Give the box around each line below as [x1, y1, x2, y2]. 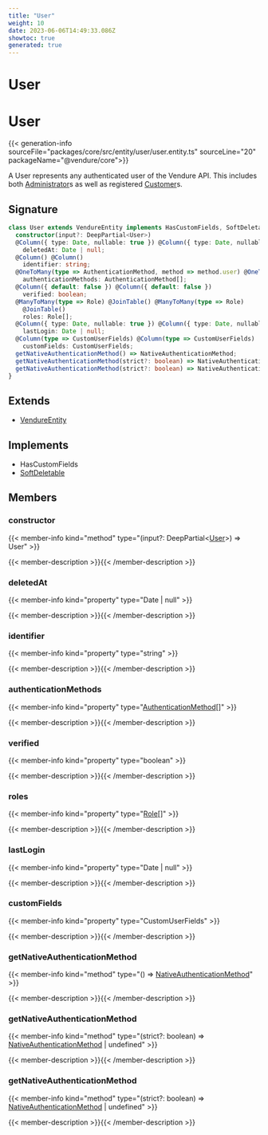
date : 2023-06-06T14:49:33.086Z [8, 26, 116, 34]
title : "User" [8, 11, 56, 20]
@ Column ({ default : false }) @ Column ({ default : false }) [15, 283, 213, 291]
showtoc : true [8, 33, 56, 42]
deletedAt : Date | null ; [22, 246, 105, 254]
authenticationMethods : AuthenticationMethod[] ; [22, 276, 187, 284]
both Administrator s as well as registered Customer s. [8, 179, 183, 189]
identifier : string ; [22, 261, 91, 269]
